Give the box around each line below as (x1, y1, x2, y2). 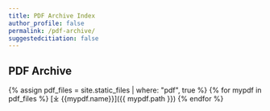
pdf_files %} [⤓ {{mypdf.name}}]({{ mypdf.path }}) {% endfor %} (8, 94, 224, 104)
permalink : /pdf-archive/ (8, 27, 95, 35)
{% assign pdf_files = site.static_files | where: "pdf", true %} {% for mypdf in (8, 85, 262, 95)
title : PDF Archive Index (8, 11, 95, 20)
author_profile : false (8, 19, 85, 27)
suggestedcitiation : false (8, 34, 99, 43)
